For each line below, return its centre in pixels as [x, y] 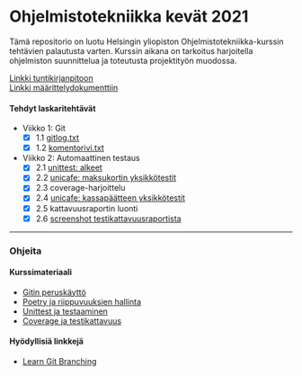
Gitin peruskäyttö [54, 292]
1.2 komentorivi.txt [70, 148]
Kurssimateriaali [41, 273]
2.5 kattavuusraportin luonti [87, 208]
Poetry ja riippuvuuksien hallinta [82, 301]
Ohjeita [26, 251]
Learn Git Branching [59, 361]
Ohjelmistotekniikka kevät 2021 [129, 17]
